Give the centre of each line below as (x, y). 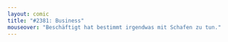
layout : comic (28, 14)
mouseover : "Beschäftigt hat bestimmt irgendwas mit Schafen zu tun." (114, 27)
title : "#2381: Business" (46, 21)
